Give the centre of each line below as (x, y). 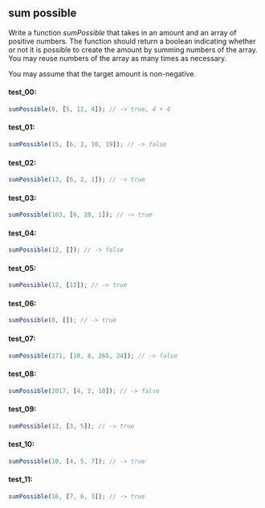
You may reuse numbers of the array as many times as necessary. (118, 58)
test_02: (22, 162)
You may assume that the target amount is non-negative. (102, 74)
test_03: (22, 198)
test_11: (21, 479)
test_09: (22, 409)
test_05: (22, 268)
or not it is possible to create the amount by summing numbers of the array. (133, 49)
